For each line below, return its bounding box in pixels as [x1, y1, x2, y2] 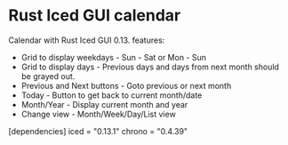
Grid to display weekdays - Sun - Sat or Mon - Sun [20, 52, 206, 62]
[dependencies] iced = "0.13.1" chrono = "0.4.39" [8, 125, 188, 136]
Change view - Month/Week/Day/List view [20, 109, 177, 119]
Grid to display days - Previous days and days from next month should [20, 61, 279, 72]
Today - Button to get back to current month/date [20, 90, 203, 101]
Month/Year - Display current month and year [20, 99, 188, 109]
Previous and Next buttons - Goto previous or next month [20, 80, 232, 91]
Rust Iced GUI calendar [8, 5, 181, 26]
